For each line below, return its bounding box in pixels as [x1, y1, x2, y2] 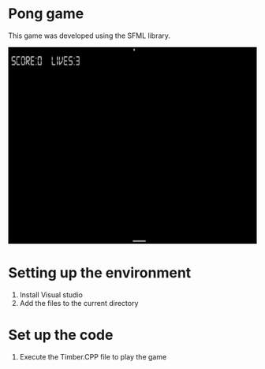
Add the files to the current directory [19, 298, 139, 307]
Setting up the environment [8, 264, 192, 282]
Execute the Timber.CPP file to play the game [19, 352, 167, 361]
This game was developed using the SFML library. [8, 31, 171, 40]
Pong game [8, 5, 84, 23]
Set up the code [8, 326, 114, 344]
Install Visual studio [19, 289, 83, 300]
